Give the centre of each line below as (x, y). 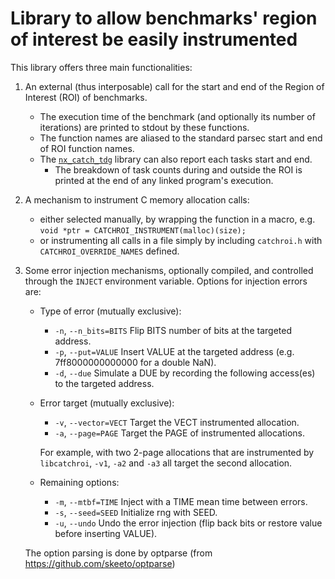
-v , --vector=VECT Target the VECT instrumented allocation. (177, 422)
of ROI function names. (87, 148)
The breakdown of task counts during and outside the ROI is (178, 169)
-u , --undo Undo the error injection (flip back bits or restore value (188, 523)
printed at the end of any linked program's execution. (164, 180)
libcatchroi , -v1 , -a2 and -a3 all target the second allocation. (166, 463)
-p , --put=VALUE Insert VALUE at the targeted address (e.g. (174, 351)
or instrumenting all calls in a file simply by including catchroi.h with (181, 240)
